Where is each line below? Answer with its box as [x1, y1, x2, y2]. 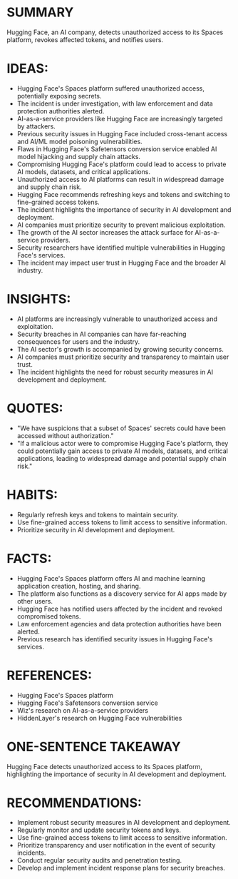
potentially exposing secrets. [16, 91, 102, 100]
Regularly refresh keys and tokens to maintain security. [16, 510, 179, 519]
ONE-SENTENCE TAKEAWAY [6, 738, 181, 755]
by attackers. [16, 122, 56, 131]
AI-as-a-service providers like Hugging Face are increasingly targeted [16, 114, 223, 123]
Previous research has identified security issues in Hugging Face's [16, 634, 213, 643]
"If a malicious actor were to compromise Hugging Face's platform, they [16, 439, 229, 447]
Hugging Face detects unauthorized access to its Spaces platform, [6, 762, 202, 771]
